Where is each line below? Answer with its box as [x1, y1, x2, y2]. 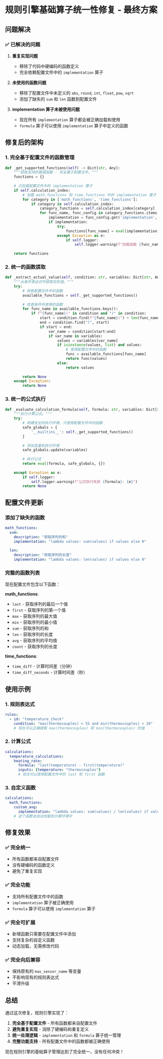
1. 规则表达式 [5, 701, 35, 707]
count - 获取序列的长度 [12, 644, 57, 650]
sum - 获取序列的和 [12, 625, 49, 631]
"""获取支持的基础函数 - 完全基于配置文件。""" [14, 170, 98, 175]
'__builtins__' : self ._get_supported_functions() [31, 429, 133, 435]
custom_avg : [14, 805, 38, 810]
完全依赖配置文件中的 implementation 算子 [19, 69, 103, 75]
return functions [14, 251, 49, 256]
